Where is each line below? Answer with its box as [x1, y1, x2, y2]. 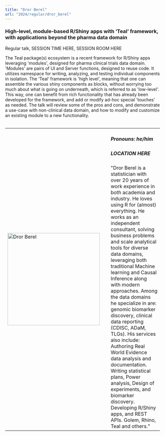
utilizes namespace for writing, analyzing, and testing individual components [5, 70, 160, 76]
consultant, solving [110, 226, 155, 233]
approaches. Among [110, 287, 158, 294]
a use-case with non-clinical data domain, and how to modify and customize [5, 107, 160, 113]
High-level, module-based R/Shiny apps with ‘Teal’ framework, [5, 28, 159, 35]
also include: [110, 337, 140, 343]
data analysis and [110, 355, 151, 362]
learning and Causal [110, 269, 157, 276]
